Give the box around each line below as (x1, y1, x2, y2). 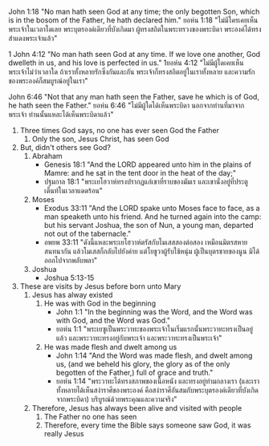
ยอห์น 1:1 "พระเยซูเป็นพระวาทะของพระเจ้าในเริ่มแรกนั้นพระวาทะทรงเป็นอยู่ (55, 324, 253, 334)
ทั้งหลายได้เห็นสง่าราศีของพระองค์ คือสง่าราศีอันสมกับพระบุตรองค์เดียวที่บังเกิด (55, 385, 259, 395)
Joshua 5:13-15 (43, 273, 95, 282)
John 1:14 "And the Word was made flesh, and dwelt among (55, 351, 253, 360)
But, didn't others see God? (19, 143, 111, 152)
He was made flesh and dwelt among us (43, 343, 177, 351)
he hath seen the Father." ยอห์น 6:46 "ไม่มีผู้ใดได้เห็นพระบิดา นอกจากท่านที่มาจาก (8, 100, 245, 110)
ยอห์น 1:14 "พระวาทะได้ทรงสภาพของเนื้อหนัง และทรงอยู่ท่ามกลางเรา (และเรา (55, 376, 259, 386)
